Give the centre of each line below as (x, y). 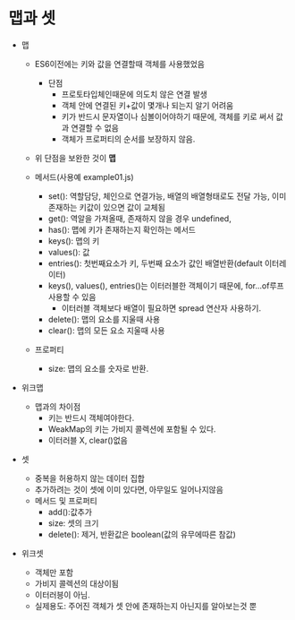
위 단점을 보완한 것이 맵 (76, 158)
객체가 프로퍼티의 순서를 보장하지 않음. (128, 139)
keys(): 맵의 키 (74, 241)
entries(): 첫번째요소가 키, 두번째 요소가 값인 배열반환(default (155, 263)
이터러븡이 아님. (62, 594)
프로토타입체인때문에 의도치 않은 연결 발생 (134, 94)
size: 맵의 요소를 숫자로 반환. (98, 368)
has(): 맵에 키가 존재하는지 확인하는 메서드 (122, 229)
